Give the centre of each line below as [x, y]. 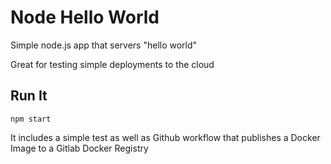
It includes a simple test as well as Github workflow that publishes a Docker [165, 137]
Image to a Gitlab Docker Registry [79, 148]
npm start [31, 119]
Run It [29, 96]
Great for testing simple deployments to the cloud [112, 64]
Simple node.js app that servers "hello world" [104, 45]
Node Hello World [85, 17]
